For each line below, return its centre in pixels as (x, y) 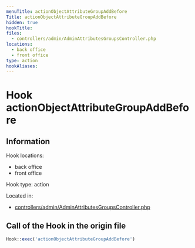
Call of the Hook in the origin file (66, 225)
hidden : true (22, 22)
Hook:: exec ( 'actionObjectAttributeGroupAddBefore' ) (70, 239)
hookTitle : (19, 28)
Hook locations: (25, 155)
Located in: (20, 196)
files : (14, 33)
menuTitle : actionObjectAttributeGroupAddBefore (67, 11)
